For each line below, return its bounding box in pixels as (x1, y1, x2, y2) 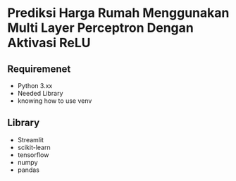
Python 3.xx (17, 82, 53, 89)
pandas (17, 166, 40, 174)
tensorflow (17, 150, 49, 159)
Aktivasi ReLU (7, 35, 91, 51)
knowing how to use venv (17, 96, 92, 105)
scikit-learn (17, 143, 51, 151)
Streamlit (17, 135, 44, 144)
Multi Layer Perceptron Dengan (7, 20, 194, 36)
